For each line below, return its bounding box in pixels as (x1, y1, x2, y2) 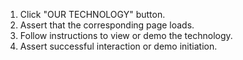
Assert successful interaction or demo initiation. (19, 40, 218, 52)
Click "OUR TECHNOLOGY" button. (19, 9, 166, 20)
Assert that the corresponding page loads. (19, 19, 195, 31)
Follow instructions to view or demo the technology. (19, 30, 233, 41)
